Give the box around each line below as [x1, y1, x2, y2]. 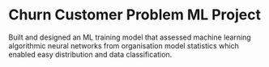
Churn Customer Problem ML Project [8, 6, 262, 24]
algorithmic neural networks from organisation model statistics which [8, 40, 239, 50]
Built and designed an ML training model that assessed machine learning [8, 32, 251, 42]
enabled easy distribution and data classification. [8, 49, 173, 59]
